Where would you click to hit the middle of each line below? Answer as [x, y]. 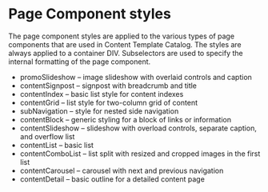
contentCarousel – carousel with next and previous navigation [122, 170]
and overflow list [47, 136]
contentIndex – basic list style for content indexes [102, 94]
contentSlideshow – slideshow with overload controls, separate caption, [138, 128]
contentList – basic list [57, 145]
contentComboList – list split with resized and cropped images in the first [140, 154]
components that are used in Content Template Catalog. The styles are [125, 44]
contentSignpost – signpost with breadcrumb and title [108, 86]
